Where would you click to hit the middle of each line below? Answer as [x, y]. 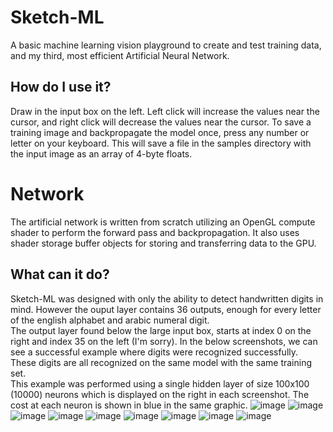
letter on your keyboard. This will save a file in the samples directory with [161, 143]
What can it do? [60, 274]
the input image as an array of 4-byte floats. [101, 153]
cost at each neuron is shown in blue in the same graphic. [129, 405]
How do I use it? [61, 87]
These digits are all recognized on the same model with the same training [161, 362]
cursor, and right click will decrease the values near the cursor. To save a [161, 122]
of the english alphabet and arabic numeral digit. [110, 320]
